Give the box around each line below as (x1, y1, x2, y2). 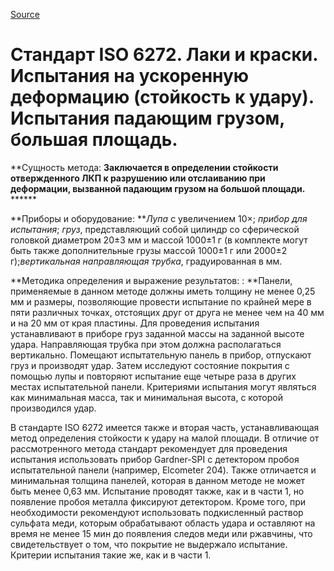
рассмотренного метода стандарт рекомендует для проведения (10, 442, 288, 454)
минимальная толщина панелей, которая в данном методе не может (10, 474, 306, 486)
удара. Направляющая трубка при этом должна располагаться (10, 338, 282, 350)
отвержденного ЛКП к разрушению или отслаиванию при (10, 172, 266, 184)
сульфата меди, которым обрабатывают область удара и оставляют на (10, 517, 316, 529)
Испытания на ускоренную (10, 65, 250, 88)
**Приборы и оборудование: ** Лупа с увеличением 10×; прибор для (10, 212, 308, 224)
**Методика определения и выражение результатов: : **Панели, (10, 274, 293, 286)
